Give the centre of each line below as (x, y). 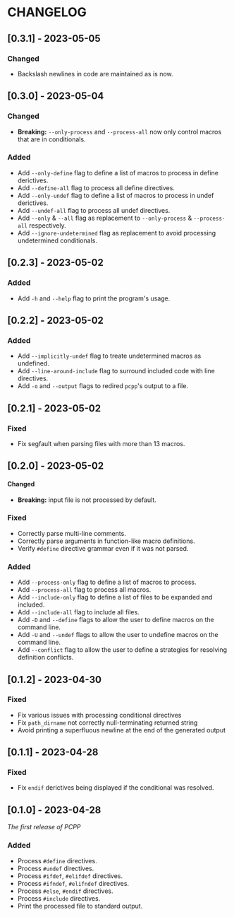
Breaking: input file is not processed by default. (87, 500)
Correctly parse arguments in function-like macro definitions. (106, 541)
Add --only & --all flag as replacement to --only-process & (105, 218)
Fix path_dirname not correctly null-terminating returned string (107, 723)
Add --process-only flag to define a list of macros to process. (107, 582)
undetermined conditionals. (57, 240)
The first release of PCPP (44, 827)
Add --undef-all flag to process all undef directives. (94, 210)
